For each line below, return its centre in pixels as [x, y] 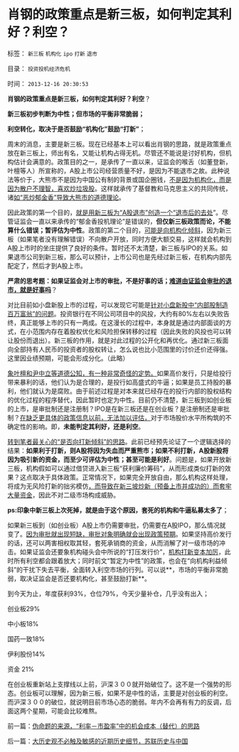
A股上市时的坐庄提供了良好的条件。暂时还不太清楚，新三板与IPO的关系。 [115, 248]
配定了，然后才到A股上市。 [47, 265]
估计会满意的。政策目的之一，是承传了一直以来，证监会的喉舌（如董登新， [122, 161]
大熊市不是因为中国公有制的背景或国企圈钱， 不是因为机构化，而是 [135, 179]
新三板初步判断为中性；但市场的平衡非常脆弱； [76, 114]
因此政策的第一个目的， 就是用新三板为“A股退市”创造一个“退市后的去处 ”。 [115, 212]
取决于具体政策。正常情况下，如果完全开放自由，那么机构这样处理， [132, 477]
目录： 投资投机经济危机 [39, 68]
